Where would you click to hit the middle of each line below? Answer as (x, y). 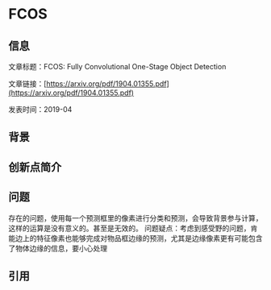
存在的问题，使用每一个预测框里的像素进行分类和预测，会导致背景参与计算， (135, 217)
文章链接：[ (27, 84)
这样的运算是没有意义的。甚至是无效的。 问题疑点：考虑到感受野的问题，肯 (133, 228)
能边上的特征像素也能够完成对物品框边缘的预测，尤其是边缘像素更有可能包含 (135, 238)
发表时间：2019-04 (40, 109)
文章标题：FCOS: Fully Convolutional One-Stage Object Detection (117, 66)
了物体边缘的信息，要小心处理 (58, 248)
